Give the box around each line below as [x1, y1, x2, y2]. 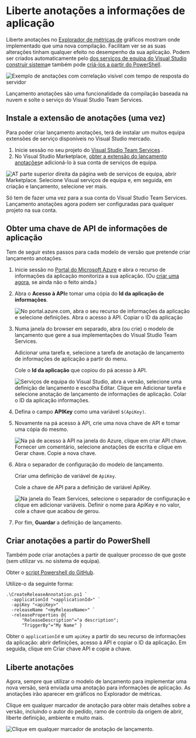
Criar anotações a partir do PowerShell [6, 535, 150, 545]
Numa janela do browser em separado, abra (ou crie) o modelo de [14, 325, 174, 332]
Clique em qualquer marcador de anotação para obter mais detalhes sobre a [6, 702, 191, 709]
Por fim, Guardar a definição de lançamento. [14, 518, 123, 526]
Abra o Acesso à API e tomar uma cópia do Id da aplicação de [14, 289, 164, 297]
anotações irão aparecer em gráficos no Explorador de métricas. [6, 690, 162, 697]
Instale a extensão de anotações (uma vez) [6, 113, 166, 123]
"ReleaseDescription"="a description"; [21, 618, 119, 624]
